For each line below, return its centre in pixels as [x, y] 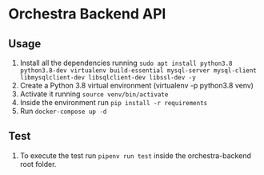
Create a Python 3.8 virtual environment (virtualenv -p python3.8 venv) [137, 85]
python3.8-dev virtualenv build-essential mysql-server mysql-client [138, 71]
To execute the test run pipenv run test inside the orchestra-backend [136, 155]
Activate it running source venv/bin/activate [94, 94]
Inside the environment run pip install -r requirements [114, 102]
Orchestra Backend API [87, 14]
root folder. [38, 164]
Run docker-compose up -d [63, 111]
